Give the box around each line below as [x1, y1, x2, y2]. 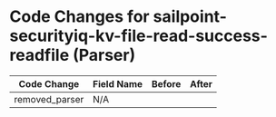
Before [151, 77, 182, 90]
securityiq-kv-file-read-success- [9, 25, 268, 46]
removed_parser [14, 93, 84, 105]
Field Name [92, 77, 143, 90]
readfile [9, 45, 70, 65]
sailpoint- [153, 6, 227, 27]
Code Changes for [9, 6, 150, 27]
